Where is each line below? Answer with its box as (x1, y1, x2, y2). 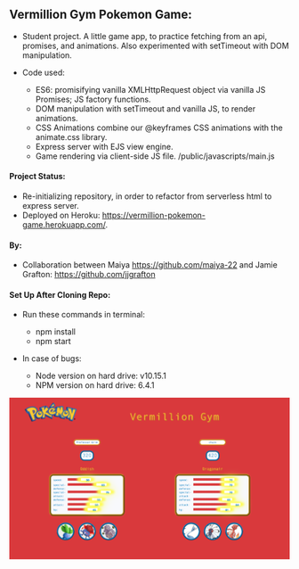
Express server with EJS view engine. (35, 141, 174, 152)
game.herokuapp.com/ (21, 219, 106, 230)
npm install (35, 326, 76, 337)
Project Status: (9, 171, 66, 182)
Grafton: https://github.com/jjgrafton (21, 269, 156, 280)
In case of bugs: (21, 353, 82, 364)
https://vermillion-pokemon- (101, 210, 206, 221)
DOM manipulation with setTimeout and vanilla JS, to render (35, 103, 256, 114)
